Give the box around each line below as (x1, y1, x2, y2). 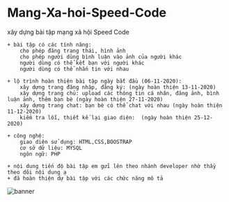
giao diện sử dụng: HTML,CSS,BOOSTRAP (19, 138, 132, 145)
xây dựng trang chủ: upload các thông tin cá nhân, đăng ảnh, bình (19, 90, 219, 96)
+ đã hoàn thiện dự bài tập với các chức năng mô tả (7, 175, 164, 182)
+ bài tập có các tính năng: (7, 41, 92, 48)
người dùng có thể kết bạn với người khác (19, 59, 145, 67)
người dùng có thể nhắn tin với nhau (19, 65, 129, 72)
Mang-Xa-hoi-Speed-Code (7, 5, 167, 21)
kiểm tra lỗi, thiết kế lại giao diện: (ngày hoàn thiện (19, 114, 191, 121)
